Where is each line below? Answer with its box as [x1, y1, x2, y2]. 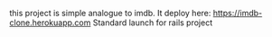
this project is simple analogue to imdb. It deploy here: [9, 8, 211, 18]
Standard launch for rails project [92, 17, 213, 28]
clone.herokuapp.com [9, 17, 91, 28]
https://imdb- [212, 8, 263, 18]
